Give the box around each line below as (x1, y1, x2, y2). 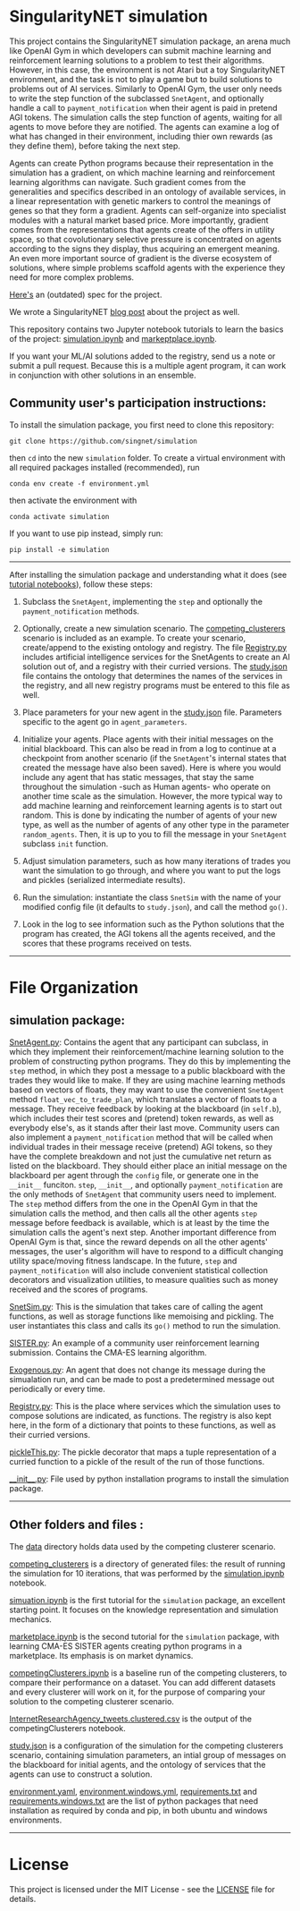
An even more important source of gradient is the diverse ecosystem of (9, 252, 272, 263)
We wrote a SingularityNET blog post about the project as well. (9, 306, 240, 317)
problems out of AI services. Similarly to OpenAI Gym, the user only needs (9, 83, 283, 94)
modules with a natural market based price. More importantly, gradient (9, 215, 270, 225)
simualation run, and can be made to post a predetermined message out (9, 1373, 275, 1384)
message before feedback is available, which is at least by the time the (9, 1217, 270, 1227)
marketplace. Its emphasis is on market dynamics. (9, 1650, 194, 1660)
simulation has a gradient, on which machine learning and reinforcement (9, 167, 275, 178)
